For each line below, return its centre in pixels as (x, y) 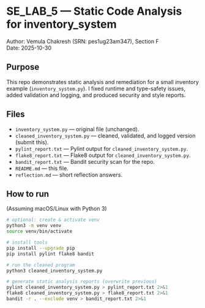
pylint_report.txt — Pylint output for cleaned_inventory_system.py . (102, 148)
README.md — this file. (42, 168)
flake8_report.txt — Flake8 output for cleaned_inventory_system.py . (103, 155)
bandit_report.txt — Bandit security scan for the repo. (85, 161)
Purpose (23, 67)
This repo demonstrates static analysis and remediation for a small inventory (102, 82)
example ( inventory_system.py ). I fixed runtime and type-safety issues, (96, 88)
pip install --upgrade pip (41, 248)
